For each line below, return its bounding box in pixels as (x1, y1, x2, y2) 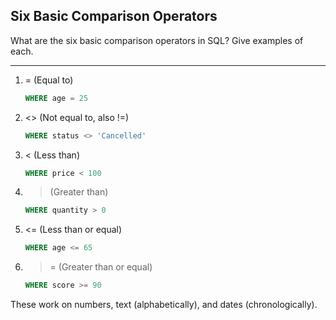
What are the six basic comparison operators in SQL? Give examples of (10, 34, 304, 46)
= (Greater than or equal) (49, 261, 153, 273)
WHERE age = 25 (24, 93, 89, 103)
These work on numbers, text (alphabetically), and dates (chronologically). (10, 299, 318, 311)
